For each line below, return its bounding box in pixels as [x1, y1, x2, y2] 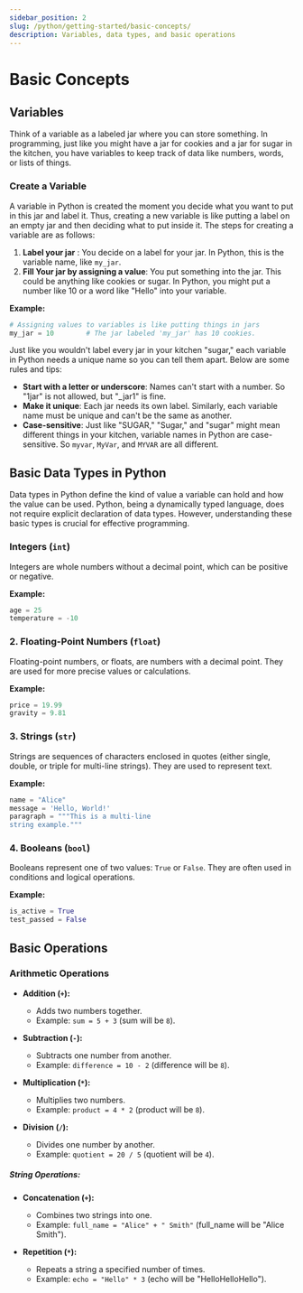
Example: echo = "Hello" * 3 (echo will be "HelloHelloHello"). [35, 1273, 267, 1284]
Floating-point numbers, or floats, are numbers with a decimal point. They [9, 656, 284, 666]
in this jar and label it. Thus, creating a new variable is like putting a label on [9, 209, 290, 221]
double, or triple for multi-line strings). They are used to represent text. [9, 760, 272, 771]
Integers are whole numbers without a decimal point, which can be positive [9, 561, 289, 572]
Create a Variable [9, 180, 87, 192]
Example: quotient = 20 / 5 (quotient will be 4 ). [35, 1149, 215, 1159]
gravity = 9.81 [9, 709, 67, 718]
